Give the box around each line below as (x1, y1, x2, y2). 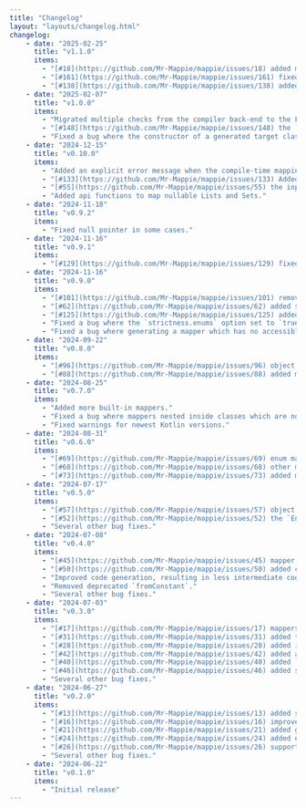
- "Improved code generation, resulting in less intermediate (42, 573, 283, 582)
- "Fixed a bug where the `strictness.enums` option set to (42, 318, 275, 328)
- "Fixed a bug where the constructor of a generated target (42, 132, 280, 141)
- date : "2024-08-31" (25, 429, 107, 438)
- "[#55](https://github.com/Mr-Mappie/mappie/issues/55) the (42, 183, 283, 192)
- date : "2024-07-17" (25, 480, 107, 489)
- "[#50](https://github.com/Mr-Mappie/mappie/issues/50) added (42, 565, 291, 574)
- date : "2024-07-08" (25, 531, 107, 540)
